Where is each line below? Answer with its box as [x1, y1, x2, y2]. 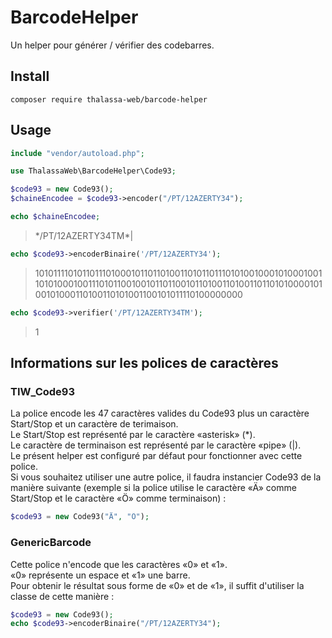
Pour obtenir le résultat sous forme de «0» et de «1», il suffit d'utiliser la [10, 579, 305, 591]
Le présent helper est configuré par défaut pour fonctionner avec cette [10, 450, 303, 462]
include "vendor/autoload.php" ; [10, 148, 145, 158]
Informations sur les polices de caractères [10, 355, 279, 372]
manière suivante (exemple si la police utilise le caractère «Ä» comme [10, 482, 297, 494]
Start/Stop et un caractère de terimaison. [10, 418, 179, 430]
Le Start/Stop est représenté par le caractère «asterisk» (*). [10, 429, 256, 441]
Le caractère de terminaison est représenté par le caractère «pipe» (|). [10, 439, 302, 451]
